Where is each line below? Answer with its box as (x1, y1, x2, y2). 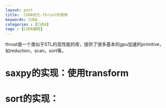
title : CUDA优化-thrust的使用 (5, 12, 68, 17)
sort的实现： (5, 93, 59, 104)
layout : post (5, 7, 33, 13)
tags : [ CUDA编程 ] (5, 27, 43, 32)
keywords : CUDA (5, 17, 38, 22)
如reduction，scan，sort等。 (5, 48, 66, 54)
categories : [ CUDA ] (5, 21, 50, 27)
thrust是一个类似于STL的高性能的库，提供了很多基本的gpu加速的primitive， (5, 41, 164, 48)
